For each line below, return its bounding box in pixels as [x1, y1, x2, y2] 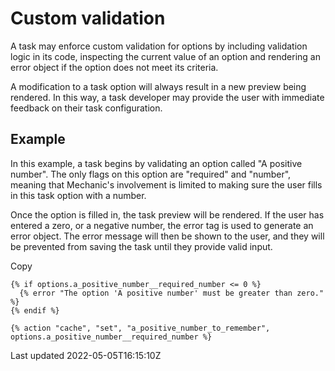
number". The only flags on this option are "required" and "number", [10, 168, 292, 180]
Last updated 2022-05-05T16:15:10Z [10, 349, 162, 361]
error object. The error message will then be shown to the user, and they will [10, 230, 325, 242]
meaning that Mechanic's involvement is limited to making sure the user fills [10, 178, 323, 191]
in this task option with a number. [10, 189, 147, 201]
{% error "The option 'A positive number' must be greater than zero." [19, 288, 325, 298]
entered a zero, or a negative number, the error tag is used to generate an [10, 219, 314, 231]
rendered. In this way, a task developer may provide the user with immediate [10, 91, 325, 103]
